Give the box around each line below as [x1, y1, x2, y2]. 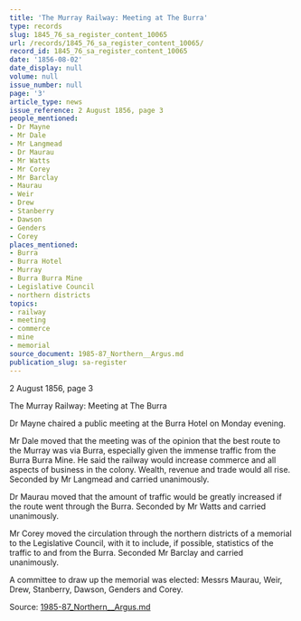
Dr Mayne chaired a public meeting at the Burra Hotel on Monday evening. [9, 418, 287, 428]
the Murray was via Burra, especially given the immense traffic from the [9, 445, 277, 456]
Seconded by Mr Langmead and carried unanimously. [9, 474, 210, 485]
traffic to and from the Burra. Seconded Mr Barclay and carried [9, 547, 244, 558]
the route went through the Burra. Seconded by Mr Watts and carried [9, 501, 267, 512]
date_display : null [9, 64, 83, 73]
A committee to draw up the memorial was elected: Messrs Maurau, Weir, [9, 574, 283, 585]
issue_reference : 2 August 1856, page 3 [9, 106, 165, 115]
